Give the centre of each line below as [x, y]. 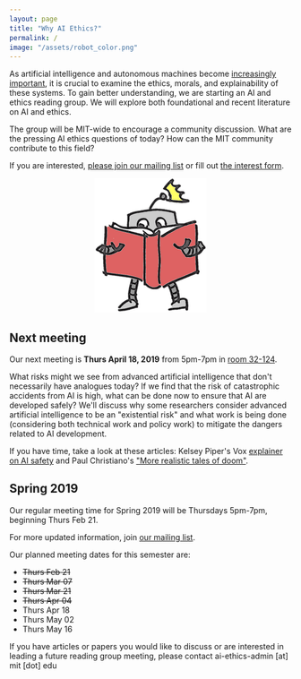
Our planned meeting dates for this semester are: [100, 554]
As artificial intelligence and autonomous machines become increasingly [143, 74]
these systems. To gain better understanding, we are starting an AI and [140, 93]
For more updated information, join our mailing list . [102, 537]
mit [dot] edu [33, 665]
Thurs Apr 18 [46, 610]
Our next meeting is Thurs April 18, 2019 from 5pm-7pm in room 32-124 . [143, 359]
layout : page [34, 19]
